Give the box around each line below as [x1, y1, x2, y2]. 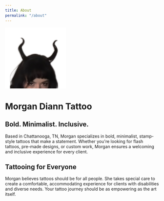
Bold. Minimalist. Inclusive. [5, 120, 89, 129]
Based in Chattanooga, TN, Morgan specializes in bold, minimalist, [5, 133, 138, 139]
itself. [5, 191, 16, 197]
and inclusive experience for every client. [5, 149, 88, 155]
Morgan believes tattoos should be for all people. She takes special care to [5, 176, 155, 181]
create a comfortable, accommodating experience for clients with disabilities [5, 181, 159, 187]
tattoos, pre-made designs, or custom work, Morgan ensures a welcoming [5, 143, 155, 149]
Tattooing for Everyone [5, 162, 77, 171]
